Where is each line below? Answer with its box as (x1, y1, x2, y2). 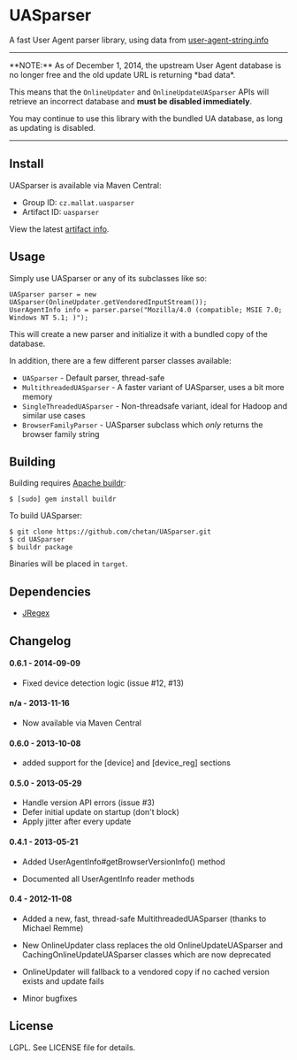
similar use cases (21, 410, 86, 420)
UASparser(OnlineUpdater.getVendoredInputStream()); (9, 297, 208, 306)
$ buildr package (9, 543, 73, 552)
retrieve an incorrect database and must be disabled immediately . (9, 96, 253, 106)
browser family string (21, 428, 100, 439)
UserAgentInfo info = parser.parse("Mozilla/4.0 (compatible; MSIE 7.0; (9, 305, 283, 314)
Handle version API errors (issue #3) (21, 797, 156, 808)
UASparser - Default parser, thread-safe (21, 373, 165, 383)
